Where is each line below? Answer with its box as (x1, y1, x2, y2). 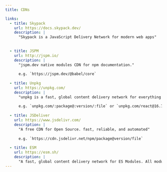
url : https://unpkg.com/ (14, 85, 66, 90)
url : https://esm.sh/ (14, 150, 59, 155)
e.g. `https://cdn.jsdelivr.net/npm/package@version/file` (18, 136, 143, 141)
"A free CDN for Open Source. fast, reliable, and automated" (18, 127, 150, 132)
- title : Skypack (9, 21, 46, 26)
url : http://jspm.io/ (14, 53, 59, 58)
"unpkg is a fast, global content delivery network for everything (18, 95, 162, 100)
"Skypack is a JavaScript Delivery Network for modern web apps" (18, 35, 157, 40)
